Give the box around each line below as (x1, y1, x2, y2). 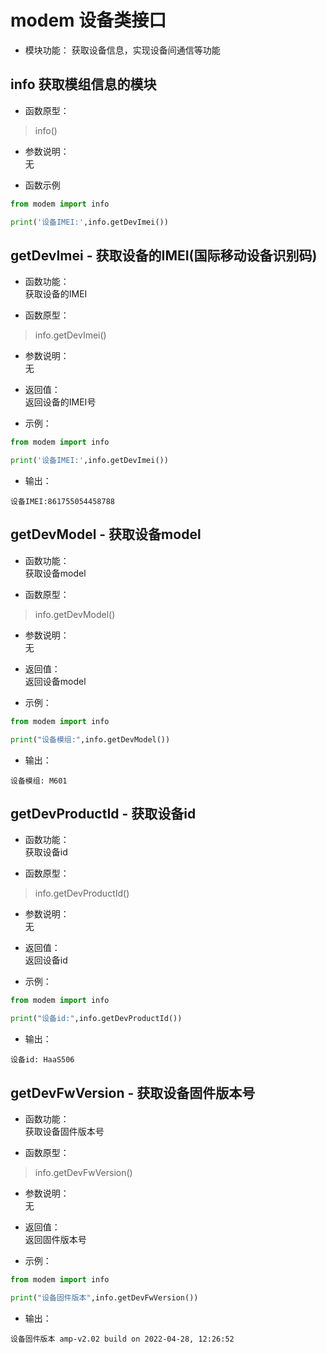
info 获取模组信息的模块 (10, 76, 157, 93)
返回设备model (24, 675, 87, 687)
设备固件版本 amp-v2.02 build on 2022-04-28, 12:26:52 (10, 1334, 235, 1344)
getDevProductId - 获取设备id (10, 806, 197, 823)
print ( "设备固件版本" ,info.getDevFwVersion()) (10, 1292, 199, 1303)
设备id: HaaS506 (10, 1055, 75, 1065)
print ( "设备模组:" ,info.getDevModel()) (10, 734, 171, 745)
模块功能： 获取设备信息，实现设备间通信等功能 (24, 44, 221, 56)
